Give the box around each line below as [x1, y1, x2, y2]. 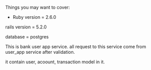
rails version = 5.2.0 [5, 24, 47, 30]
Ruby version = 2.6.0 [12, 14, 56, 20]
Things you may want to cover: [5, 5, 70, 10]
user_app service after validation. [5, 49, 75, 55]
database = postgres [5, 34, 49, 40]
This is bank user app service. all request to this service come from [5, 44, 146, 50]
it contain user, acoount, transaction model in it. [5, 59, 105, 65]
